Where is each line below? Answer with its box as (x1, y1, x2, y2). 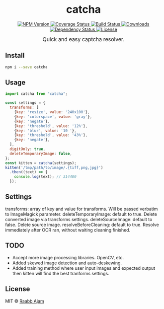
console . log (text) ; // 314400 (14, 174, 77, 179)
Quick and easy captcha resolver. (42, 36, 125, 43)
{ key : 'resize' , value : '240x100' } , (14, 110, 90, 115)
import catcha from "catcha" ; (5, 91, 68, 96)
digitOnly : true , (9, 147, 46, 152)
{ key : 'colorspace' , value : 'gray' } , (14, 114, 92, 119)
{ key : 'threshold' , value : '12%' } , (14, 123, 88, 129)
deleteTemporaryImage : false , (9, 151, 72, 156)
